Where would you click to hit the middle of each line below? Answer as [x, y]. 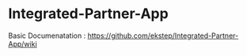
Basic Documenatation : [47, 35]
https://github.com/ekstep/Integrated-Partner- [163, 35]
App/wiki [23, 43]
